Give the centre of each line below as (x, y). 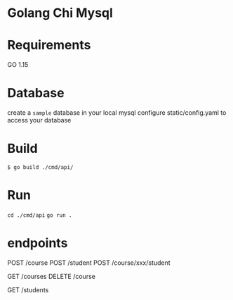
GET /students (28, 289)
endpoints (38, 243)
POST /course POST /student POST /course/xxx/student (89, 263)
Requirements (49, 45)
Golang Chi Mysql (60, 13)
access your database (39, 120)
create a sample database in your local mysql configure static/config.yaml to (117, 113)
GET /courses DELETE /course (52, 276)
